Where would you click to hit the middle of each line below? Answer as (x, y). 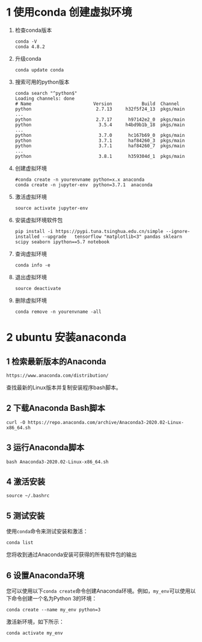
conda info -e (32, 265)
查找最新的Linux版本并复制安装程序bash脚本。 (64, 387)
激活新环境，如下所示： (35, 622)
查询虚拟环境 (31, 253)
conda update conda (39, 70)
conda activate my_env (35, 633)
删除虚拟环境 (31, 300)
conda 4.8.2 (30, 47)
